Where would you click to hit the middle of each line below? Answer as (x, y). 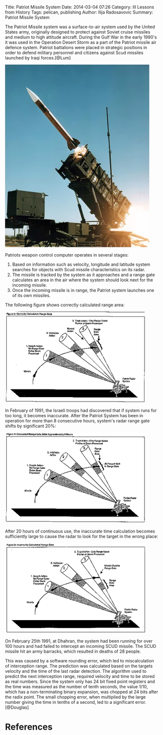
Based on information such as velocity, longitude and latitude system (81, 264)
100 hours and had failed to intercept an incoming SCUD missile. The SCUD (81, 646)
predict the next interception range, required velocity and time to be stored (80, 676)
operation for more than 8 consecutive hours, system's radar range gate (77, 421)
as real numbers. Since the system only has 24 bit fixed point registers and (80, 681)
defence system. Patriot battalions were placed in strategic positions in (76, 47)
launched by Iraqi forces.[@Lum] (38, 58)
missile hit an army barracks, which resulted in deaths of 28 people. (73, 651)
